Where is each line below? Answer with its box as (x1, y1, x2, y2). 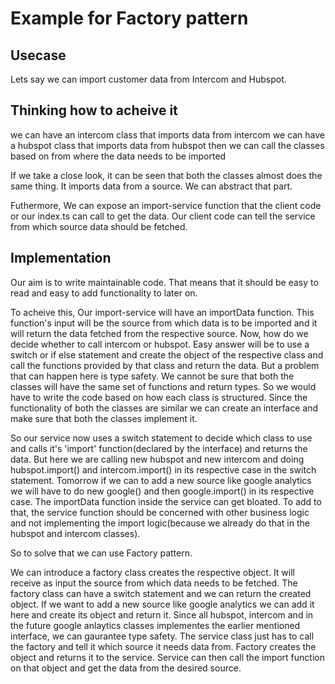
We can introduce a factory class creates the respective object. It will (10, 566, 295, 578)
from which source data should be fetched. (10, 220, 188, 232)
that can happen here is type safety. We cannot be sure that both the (10, 370, 295, 382)
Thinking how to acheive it (10, 102, 178, 119)
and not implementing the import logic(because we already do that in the (10, 517, 310, 529)
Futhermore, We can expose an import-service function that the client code (10, 199, 322, 211)
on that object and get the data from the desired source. (10, 662, 242, 674)
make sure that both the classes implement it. (10, 412, 198, 424)
